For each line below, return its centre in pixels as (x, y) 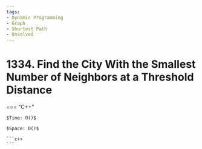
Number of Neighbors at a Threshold (100, 77)
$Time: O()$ (21, 118)
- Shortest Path (27, 29)
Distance (29, 90)
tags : (13, 12)
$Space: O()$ (23, 129)
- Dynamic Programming (35, 18)
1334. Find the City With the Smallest (101, 65)
